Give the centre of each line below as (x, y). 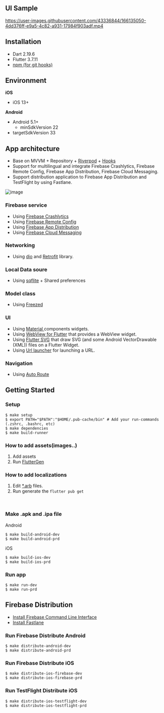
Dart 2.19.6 (24, 54)
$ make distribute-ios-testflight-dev (46, 701)
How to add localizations (36, 474)
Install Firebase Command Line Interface (54, 617)
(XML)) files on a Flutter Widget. (46, 345)
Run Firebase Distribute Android (45, 635)
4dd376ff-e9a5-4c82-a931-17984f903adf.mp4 (54, 26)
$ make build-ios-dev (28, 557)
